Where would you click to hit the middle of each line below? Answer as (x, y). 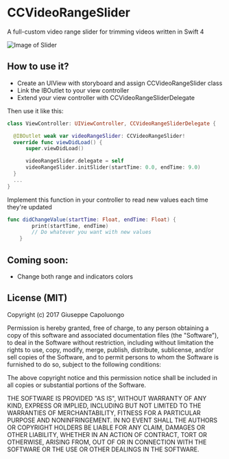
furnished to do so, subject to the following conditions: (84, 364)
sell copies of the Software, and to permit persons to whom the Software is (113, 357)
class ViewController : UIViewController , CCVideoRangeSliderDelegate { (111, 123)
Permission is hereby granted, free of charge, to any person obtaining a (108, 328)
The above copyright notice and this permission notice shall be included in (112, 377)
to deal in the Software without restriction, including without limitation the (110, 342)
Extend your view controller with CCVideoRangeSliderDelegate (106, 97)
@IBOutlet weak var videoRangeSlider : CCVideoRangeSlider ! (99, 136)
